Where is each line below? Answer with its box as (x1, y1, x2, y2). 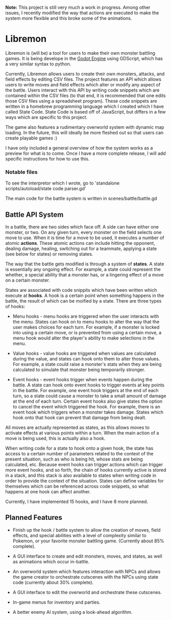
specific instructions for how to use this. (5, 155, 90, 162)
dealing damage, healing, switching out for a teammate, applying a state (5, 245, 157, 252)
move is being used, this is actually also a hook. (5, 435, 106, 442)
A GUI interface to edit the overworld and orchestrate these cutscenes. (12, 589, 162, 595)
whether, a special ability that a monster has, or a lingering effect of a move (5, 272, 164, 278)
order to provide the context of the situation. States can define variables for (5, 478, 164, 484)
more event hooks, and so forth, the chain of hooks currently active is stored (5, 467, 166, 473)
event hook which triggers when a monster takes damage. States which (12, 409, 164, 416)
